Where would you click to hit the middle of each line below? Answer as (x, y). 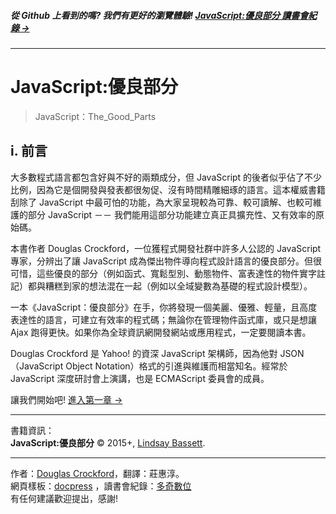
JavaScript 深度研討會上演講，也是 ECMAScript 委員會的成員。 (140, 378)
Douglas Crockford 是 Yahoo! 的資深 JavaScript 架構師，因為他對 (144, 353)
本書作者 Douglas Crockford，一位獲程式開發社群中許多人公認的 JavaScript (166, 248)
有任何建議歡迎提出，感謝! (64, 498)
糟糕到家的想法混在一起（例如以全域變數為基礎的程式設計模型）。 (178, 286)
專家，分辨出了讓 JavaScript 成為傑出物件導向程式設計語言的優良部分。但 (162, 261)
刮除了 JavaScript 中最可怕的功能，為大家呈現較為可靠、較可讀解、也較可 (162, 202)
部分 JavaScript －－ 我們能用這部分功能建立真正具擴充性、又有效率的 (172, 214)
